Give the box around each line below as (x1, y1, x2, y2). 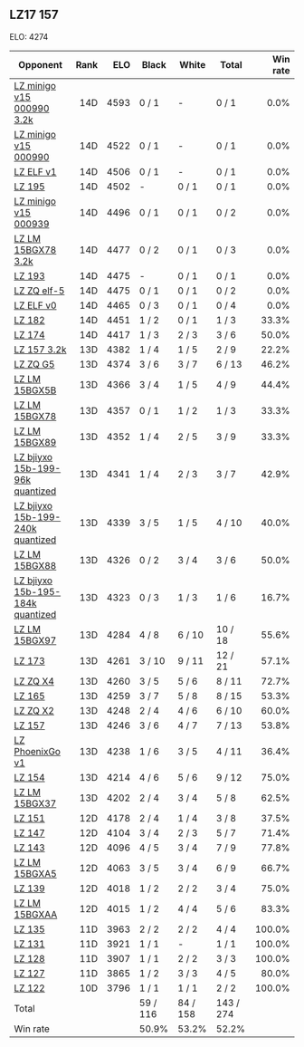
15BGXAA (14, 908, 58, 920)
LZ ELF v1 (14, 165, 57, 178)
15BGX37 (14, 797, 57, 810)
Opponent (17, 58, 63, 71)
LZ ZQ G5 (14, 358, 55, 370)
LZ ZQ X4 (14, 675, 54, 687)
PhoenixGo (14, 744, 62, 757)
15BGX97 (14, 634, 57, 647)
